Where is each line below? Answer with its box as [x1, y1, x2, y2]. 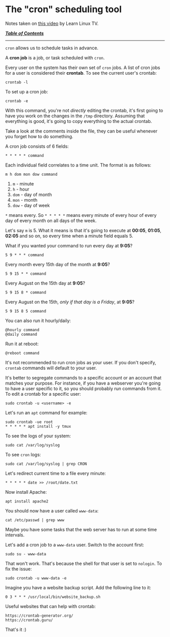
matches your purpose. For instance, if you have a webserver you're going [5, 380, 161, 386]
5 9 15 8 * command [5, 290, 47, 295]
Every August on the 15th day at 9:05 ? [5, 280, 86, 286]
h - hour [12, 186, 29, 192]
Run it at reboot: [5, 340, 39, 346]
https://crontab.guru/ [5, 617, 53, 623]
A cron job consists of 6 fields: [5, 143, 69, 149]
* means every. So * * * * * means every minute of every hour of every [5, 212, 157, 218]
